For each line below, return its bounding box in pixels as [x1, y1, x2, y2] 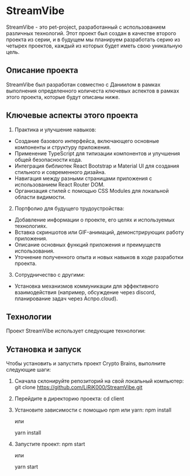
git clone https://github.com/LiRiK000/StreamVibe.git [14, 384, 143, 391]
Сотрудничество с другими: [14, 271, 85, 278]
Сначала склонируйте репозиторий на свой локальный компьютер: [14, 378, 184, 385]
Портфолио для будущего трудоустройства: [14, 205, 125, 212]
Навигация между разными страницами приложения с [14, 175, 153, 182]
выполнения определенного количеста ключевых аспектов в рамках [6, 87, 179, 94]
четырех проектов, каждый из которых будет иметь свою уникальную [6, 42, 183, 49]
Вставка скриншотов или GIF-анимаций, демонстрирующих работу [14, 229, 184, 236]
